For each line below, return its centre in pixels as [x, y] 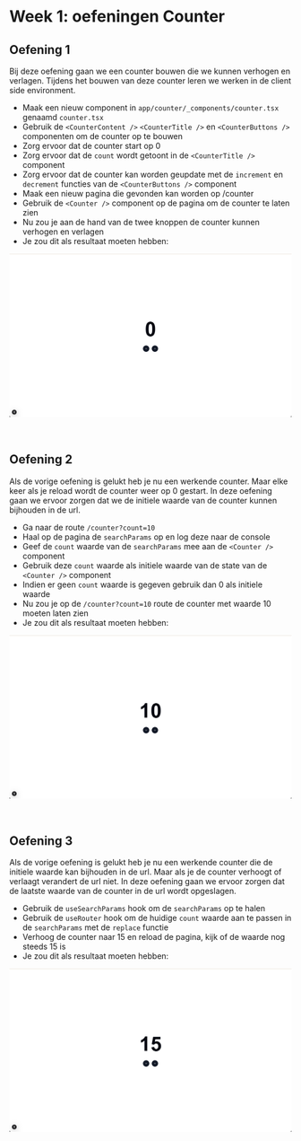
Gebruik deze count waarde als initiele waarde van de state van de [145, 565]
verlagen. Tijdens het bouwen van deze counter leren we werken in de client [150, 81]
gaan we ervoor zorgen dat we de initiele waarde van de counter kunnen [143, 500]
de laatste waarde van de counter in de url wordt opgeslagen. [123, 891]
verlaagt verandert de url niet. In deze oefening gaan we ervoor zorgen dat [147, 882]
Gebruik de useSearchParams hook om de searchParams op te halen [144, 908]
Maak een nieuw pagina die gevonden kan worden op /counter [138, 193]
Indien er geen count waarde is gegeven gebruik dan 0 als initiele [142, 584]
